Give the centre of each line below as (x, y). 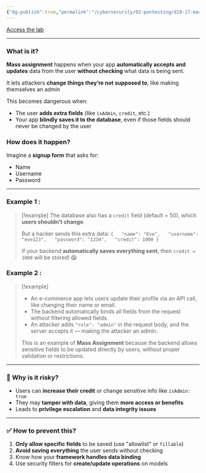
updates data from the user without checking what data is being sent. (96, 70)
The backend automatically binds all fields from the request (105, 311)
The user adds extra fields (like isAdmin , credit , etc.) (82, 113)
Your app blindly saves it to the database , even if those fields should (103, 119)
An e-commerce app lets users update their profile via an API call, (114, 298)
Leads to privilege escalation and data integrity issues (86, 409)
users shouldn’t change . (53, 222)
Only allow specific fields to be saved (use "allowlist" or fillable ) (99, 444)
